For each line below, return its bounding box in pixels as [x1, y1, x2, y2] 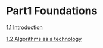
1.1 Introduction [6, 24, 43, 31]
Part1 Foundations [6, 4, 98, 18]
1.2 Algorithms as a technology [6, 35, 82, 42]
